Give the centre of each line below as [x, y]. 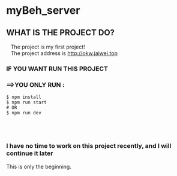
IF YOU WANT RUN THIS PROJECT [57, 68]
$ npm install [24, 97]
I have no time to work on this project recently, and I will [89, 146]
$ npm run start [26, 102]
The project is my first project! [48, 47]
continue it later [30, 153]
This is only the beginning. [39, 166]
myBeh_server [43, 10]
